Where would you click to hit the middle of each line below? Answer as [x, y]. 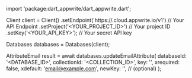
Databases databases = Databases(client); [58, 44]
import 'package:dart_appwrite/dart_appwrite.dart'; [69, 9]
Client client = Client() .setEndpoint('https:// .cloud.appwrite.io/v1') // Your [95, 20]
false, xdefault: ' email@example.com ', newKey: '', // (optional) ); [84, 68]
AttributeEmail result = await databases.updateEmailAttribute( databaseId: [96, 56]
